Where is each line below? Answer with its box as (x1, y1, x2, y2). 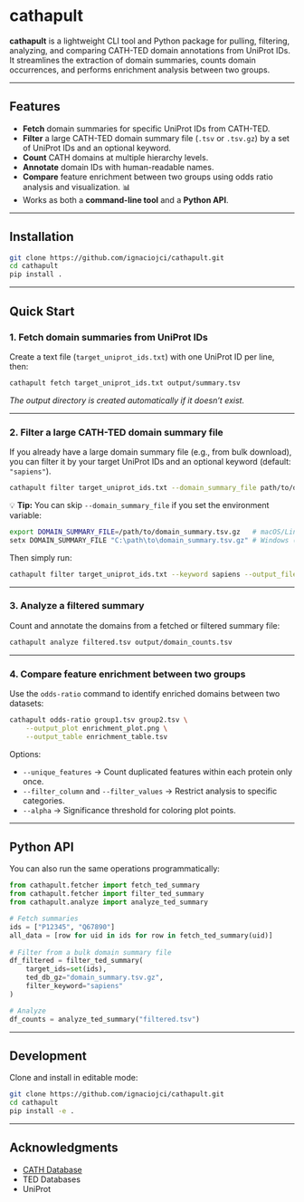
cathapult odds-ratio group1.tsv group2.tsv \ (9, 716, 188, 725)
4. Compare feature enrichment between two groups (9, 668, 246, 680)
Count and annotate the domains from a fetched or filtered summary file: (9, 620, 280, 630)
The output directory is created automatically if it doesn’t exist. (9, 395, 245, 406)
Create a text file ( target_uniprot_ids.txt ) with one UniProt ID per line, (9, 351, 275, 362)
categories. (22, 794, 65, 806)
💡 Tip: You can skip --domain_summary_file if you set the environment (9, 499, 270, 510)
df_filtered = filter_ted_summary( (9, 957, 144, 966)
